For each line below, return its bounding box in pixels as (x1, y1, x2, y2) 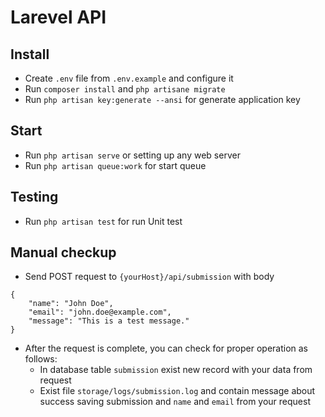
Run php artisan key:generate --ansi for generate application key (24, 94, 301, 105)
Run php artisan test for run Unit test (24, 215, 183, 227)
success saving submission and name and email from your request (39, 396, 311, 408)
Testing (10, 189, 59, 206)
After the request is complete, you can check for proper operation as (24, 342, 309, 355)
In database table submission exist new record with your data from (39, 364, 313, 376)
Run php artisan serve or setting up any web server (24, 149, 241, 161)
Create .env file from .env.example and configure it (24, 72, 234, 84)
